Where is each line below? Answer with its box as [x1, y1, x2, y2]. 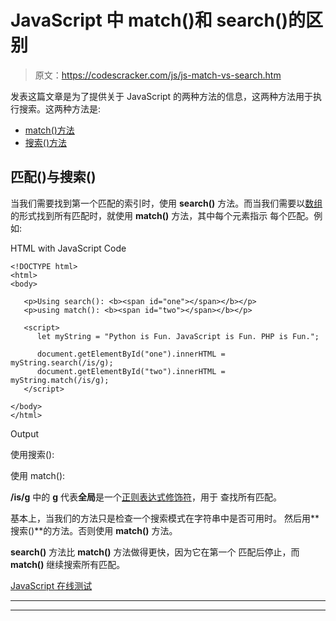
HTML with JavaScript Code [10, 242, 127, 254]
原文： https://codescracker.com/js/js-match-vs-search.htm [34, 69, 282, 81]
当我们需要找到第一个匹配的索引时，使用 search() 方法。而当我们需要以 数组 [10, 197, 323, 209]
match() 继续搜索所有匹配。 [10, 558, 126, 570]
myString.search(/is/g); [10, 357, 114, 368]
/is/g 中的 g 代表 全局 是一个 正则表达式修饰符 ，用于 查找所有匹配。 [10, 491, 282, 503]
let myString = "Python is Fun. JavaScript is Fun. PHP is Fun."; [36, 331, 320, 341]
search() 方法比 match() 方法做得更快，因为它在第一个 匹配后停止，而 [10, 546, 300, 558]
